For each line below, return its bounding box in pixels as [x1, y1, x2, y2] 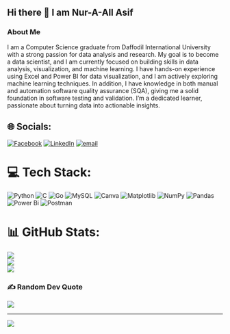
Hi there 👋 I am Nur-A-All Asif [7, 7, 133, 18]
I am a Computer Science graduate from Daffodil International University [7, 42, 211, 51]
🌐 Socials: [7, 121, 52, 133]
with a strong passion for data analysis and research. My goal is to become [7, 50, 219, 58]
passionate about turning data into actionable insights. [7, 101, 161, 110]
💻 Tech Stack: [7, 164, 92, 180]
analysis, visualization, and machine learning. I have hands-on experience [7, 64, 216, 73]
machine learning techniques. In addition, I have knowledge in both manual [7, 79, 218, 88]
